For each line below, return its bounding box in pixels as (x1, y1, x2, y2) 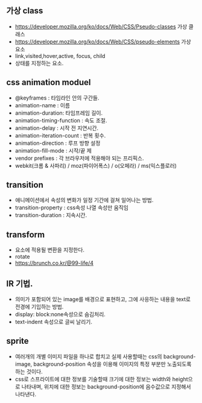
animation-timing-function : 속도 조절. (14, 116, 107, 124)
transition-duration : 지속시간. (14, 212, 87, 219)
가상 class (6, 5, 43, 16)
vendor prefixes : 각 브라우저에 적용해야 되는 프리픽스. (14, 154, 144, 162)
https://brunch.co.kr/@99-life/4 (14, 259, 94, 267)
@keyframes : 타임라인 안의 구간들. (14, 94, 99, 101)
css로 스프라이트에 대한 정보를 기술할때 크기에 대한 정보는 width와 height (14, 375, 188, 382)
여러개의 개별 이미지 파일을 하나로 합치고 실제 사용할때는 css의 (14, 352, 162, 360)
